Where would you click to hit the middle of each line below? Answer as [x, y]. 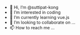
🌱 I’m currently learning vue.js [39, 17]
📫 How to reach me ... [32, 28]
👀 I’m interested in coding [35, 12]
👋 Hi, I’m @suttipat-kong [34, 7]
